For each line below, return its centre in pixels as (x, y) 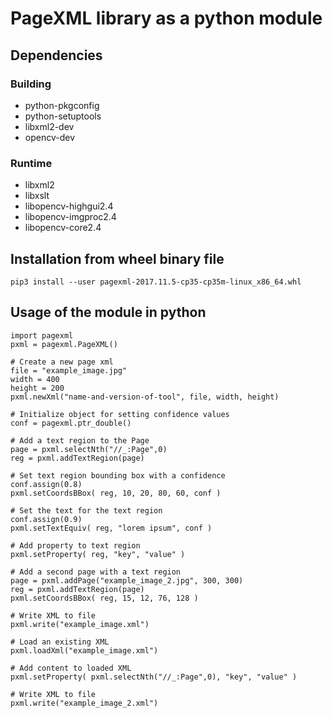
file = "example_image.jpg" (69, 370)
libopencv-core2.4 (63, 228)
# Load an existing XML (60, 642)
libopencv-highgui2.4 (69, 206)
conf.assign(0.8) (46, 484)
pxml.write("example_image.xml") (80, 624)
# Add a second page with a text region (96, 572)
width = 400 (35, 379)
